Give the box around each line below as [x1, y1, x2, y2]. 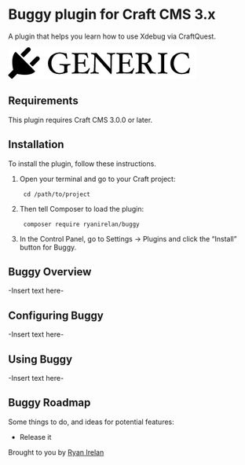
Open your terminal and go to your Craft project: [19, 174, 176, 183]
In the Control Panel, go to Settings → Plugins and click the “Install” [19, 234, 237, 243]
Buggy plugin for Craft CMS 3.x [8, 6, 216, 24]
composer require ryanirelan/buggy [23, 220, 140, 228]
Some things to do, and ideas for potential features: [8, 417, 174, 426]
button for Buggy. [19, 242, 77, 252]
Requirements [8, 94, 79, 108]
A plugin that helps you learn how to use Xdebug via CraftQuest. [8, 31, 216, 41]
